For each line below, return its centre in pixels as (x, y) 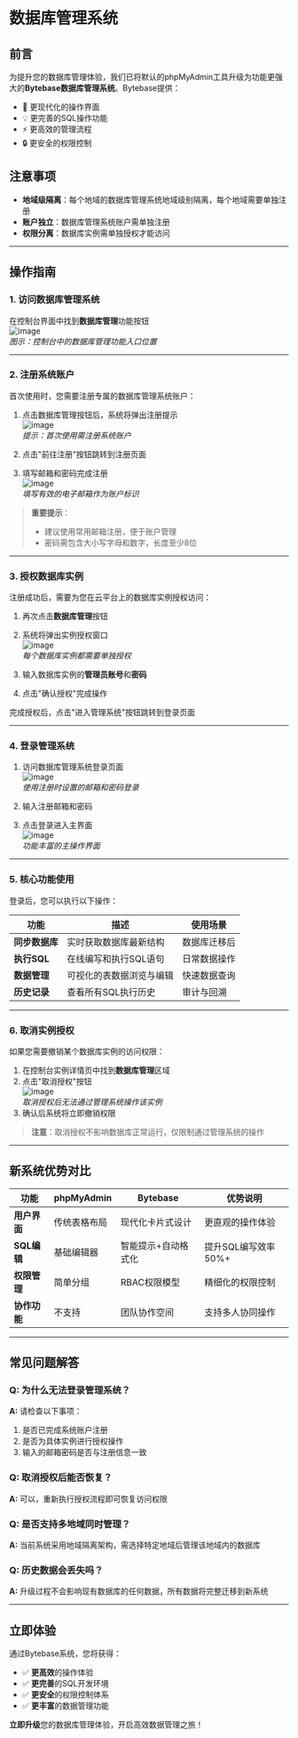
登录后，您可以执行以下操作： (63, 900)
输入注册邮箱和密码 (57, 807)
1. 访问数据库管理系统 (55, 300)
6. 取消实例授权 (42, 1030)
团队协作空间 (147, 1312)
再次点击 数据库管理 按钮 (65, 616)
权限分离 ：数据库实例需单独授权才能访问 (96, 233)
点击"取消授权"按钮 (57, 1081)
